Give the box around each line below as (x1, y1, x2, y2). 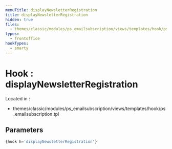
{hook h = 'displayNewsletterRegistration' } (5, 139, 97, 144)
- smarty (10, 46, 29, 51)
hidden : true (5, 17, 33, 22)
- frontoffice (10, 36, 40, 41)
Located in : (5, 95, 31, 101)
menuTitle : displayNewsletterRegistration (5, 7, 97, 13)
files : (5, 22, 19, 27)
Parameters (5, 125, 44, 134)
